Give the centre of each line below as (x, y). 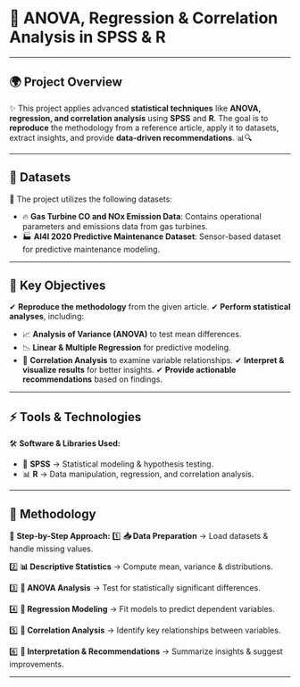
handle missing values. (51, 549)
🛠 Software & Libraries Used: (65, 443)
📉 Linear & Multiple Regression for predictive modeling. (126, 348)
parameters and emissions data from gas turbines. (115, 226)
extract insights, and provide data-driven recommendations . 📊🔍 (131, 137)
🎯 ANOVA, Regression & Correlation (144, 18)
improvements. (37, 664)
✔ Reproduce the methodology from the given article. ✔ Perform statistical (150, 307)
